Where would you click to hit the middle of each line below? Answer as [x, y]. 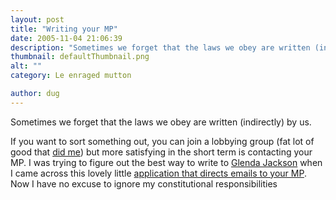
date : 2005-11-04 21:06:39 [66, 38]
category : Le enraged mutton [71, 76]
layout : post [37, 19]
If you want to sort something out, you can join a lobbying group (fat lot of [162, 141]
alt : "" [26, 66]
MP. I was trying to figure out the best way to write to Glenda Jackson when [166, 162]
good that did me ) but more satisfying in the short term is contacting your [161, 152]
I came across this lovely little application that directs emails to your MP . [158, 173]
